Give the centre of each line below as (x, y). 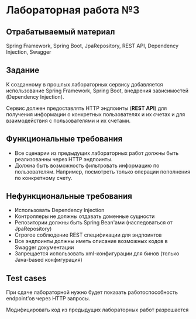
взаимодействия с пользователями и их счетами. (68, 120)
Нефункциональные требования (69, 196)
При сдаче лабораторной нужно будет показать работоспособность (92, 292)
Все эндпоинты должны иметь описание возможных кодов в (91, 241)
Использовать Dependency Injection (59, 210)
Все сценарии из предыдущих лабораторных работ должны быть (97, 153)
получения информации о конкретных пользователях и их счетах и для (96, 114)
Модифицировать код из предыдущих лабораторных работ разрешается (97, 310)
